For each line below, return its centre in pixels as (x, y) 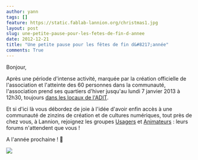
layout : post (22, 28)
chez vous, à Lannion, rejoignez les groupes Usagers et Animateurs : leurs (97, 121)
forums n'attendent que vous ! (43, 127)
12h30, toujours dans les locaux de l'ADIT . (57, 97)
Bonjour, (16, 67)
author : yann (22, 12)
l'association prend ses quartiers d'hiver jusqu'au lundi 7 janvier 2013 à (93, 91)
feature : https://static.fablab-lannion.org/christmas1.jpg (82, 23)
